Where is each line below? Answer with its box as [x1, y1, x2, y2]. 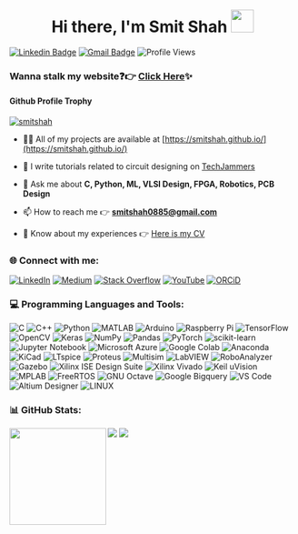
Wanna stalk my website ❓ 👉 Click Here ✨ [9, 69, 193, 82]
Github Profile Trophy [9, 96, 93, 106]
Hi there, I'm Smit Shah [51, 16, 228, 37]
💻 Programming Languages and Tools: [9, 298, 184, 311]
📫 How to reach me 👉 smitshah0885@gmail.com [22, 207, 218, 217]
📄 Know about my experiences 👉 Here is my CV [22, 228, 205, 239]
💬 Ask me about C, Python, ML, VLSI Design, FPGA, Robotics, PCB [22, 178, 275, 190]
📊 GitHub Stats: [9, 403, 82, 416]
